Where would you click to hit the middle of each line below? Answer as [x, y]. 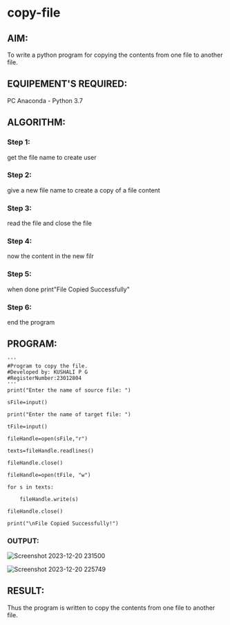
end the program [31, 322]
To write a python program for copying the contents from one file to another [115, 55]
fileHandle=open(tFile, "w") [49, 475]
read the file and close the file [49, 224]
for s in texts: [30, 487]
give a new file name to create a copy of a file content [84, 190]
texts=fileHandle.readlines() [51, 451]
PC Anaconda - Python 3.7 [45, 100]
